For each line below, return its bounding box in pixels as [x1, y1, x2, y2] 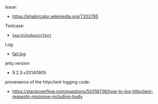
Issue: [5, 4, 17, 10]
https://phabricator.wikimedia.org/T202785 [12, 14, 98, 19]
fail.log [12, 51, 26, 57]
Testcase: [5, 23, 25, 29]
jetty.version [5, 60, 30, 66]
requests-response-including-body [12, 94, 83, 99]
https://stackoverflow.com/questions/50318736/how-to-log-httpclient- [12, 89, 154, 94]
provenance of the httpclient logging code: [5, 79, 91, 85]
